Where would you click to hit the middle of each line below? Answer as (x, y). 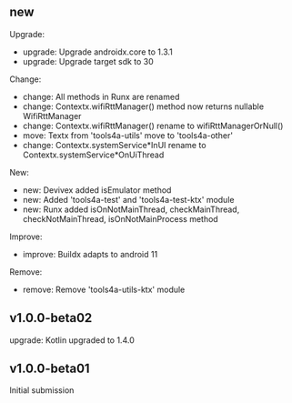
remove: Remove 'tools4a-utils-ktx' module (104, 289)
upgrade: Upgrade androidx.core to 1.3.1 (97, 52)
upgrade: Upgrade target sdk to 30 (88, 61)
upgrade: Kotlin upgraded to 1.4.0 (72, 340)
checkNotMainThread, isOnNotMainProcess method (120, 218)
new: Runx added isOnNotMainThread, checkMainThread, (131, 209)
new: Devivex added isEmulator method (97, 190)
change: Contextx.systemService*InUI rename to (114, 145)
